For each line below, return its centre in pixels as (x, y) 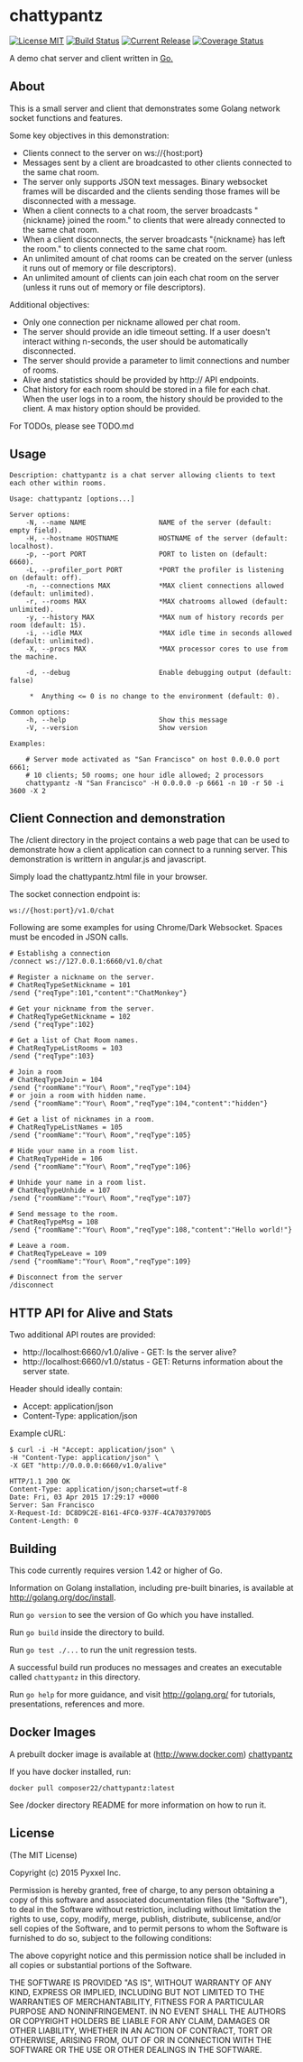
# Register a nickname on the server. (82, 977)
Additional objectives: (50, 304)
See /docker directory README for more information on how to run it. (138, 1805)
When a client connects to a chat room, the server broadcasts (137, 210)
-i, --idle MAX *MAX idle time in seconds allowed (159, 633)
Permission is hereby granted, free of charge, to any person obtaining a (142, 1890)
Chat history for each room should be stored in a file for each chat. (146, 389)
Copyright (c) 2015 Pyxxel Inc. (65, 1872)
